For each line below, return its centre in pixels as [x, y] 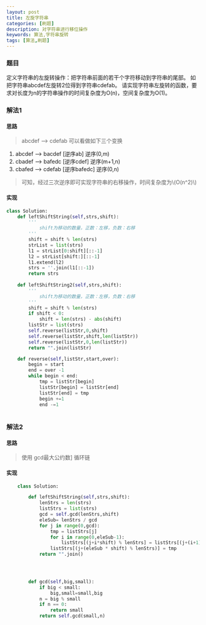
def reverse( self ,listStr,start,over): [68, 359]
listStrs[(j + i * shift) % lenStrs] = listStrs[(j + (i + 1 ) [131, 543]
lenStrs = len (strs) [65, 503]
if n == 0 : [53, 605]
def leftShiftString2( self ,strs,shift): [70, 285]
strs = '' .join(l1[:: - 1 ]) [62, 268]
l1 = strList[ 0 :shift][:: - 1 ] [66, 251]
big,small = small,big [76, 593]
